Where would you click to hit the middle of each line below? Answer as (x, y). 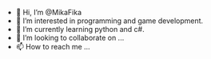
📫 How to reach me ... (53, 47)
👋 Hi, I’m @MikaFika (49, 12)
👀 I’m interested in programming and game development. (109, 21)
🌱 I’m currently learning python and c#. (80, 29)
